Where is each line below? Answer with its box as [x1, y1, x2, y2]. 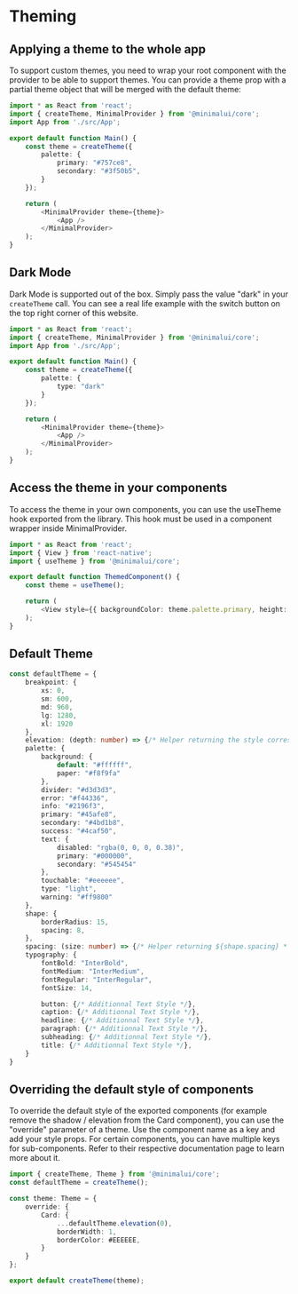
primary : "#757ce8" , [56, 158, 133, 168]
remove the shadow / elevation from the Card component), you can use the [9, 1115, 285, 1125]
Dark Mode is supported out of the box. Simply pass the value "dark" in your [9, 289, 288, 299]
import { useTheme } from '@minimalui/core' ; [9, 557, 180, 566]
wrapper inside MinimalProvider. [9, 522, 127, 534]
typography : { [25, 950, 77, 960]
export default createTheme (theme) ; [9, 1276, 145, 1285]
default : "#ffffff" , [56, 761, 133, 770]
